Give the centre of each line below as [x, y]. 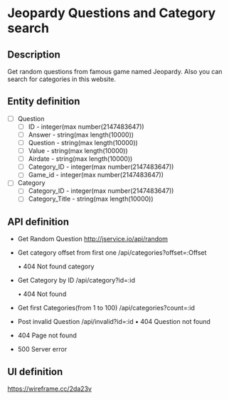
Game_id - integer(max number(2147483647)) [96, 175]
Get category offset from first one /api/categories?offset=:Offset [112, 253]
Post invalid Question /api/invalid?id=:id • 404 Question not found [114, 322]
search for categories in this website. [62, 79]
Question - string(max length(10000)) [83, 143]
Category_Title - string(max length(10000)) [91, 199]
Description [34, 54]
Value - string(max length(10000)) [78, 151]
